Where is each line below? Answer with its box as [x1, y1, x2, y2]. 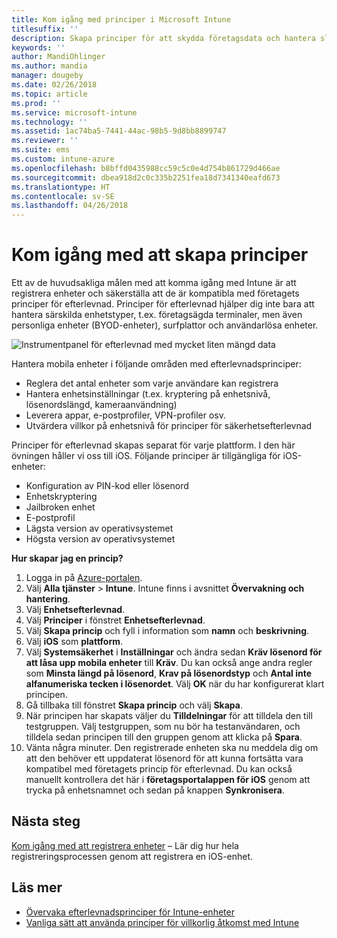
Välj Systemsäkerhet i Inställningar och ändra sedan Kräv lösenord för [25, 646, 323, 658]
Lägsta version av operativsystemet [25, 522, 174, 535]
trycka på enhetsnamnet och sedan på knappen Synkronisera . [25, 784, 285, 796]
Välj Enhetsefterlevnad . [25, 604, 126, 616]
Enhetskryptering [25, 491, 98, 503]
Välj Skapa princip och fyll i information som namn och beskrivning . [25, 625, 310, 637]
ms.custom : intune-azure [11, 154, 115, 164]
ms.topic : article [11, 89, 88, 99]
